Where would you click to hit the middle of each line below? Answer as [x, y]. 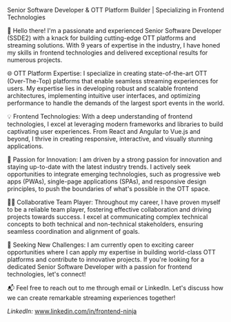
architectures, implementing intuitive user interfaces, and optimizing [104, 95]
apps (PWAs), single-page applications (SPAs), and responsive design [107, 181]
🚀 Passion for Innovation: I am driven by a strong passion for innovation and [114, 159]
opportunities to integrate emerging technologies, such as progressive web [114, 174]
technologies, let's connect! [47, 274]
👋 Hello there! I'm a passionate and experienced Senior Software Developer [114, 31]
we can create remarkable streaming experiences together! [91, 298]
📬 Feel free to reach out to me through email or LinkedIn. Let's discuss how [115, 288]
